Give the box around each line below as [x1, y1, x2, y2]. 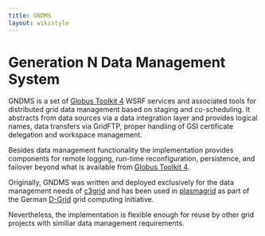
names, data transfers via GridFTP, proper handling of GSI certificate [8, 122, 234, 131]
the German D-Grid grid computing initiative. [8, 195, 154, 204]
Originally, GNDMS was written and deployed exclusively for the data [8, 178, 235, 188]
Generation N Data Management [8, 53, 226, 72]
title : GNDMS [8, 11, 52, 20]
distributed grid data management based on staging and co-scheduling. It [8, 105, 251, 114]
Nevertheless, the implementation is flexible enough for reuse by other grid [8, 210, 255, 219]
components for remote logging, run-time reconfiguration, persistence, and [8, 154, 255, 164]
